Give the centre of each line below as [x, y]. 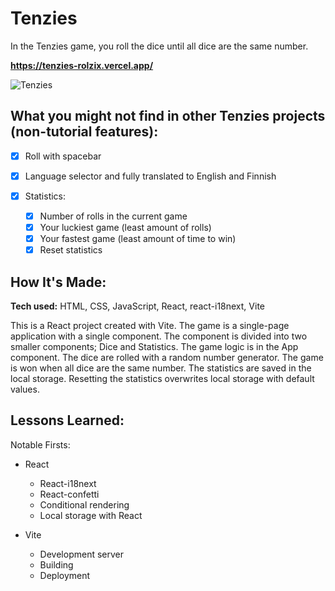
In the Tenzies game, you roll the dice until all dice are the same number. [159, 46]
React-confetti [69, 494]
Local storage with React [91, 515]
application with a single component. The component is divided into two [159, 336]
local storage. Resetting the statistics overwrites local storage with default [162, 378]
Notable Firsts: [40, 444]
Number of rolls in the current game [113, 216]
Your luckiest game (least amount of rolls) [125, 227]
